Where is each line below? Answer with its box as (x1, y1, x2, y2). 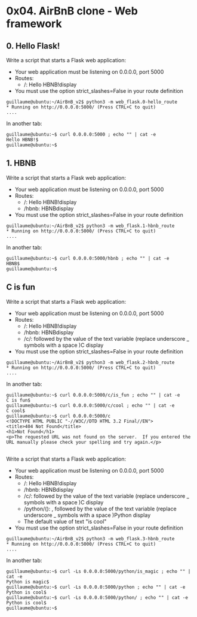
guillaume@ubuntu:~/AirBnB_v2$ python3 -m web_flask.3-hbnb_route (6, 536, 175, 542)
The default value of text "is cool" (23, 518, 107, 525)
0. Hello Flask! (6, 41, 60, 51)
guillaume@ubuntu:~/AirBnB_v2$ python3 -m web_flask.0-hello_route (6, 99, 178, 105)
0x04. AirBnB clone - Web (6, 4, 138, 18)
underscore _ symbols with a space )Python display (23, 512, 151, 519)
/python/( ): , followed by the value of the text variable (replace (23, 505, 177, 513)
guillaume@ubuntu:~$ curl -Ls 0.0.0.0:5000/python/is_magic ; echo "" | (6, 568, 191, 574)
